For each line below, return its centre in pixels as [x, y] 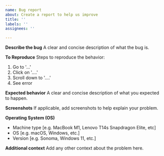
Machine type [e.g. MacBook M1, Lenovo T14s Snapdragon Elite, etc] [84, 128]
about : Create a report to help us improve [52, 15]
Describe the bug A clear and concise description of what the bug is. [77, 47]
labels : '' [17, 24]
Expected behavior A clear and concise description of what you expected [82, 93]
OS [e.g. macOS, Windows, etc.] [46, 133]
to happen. [16, 98]
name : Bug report [23, 10]
